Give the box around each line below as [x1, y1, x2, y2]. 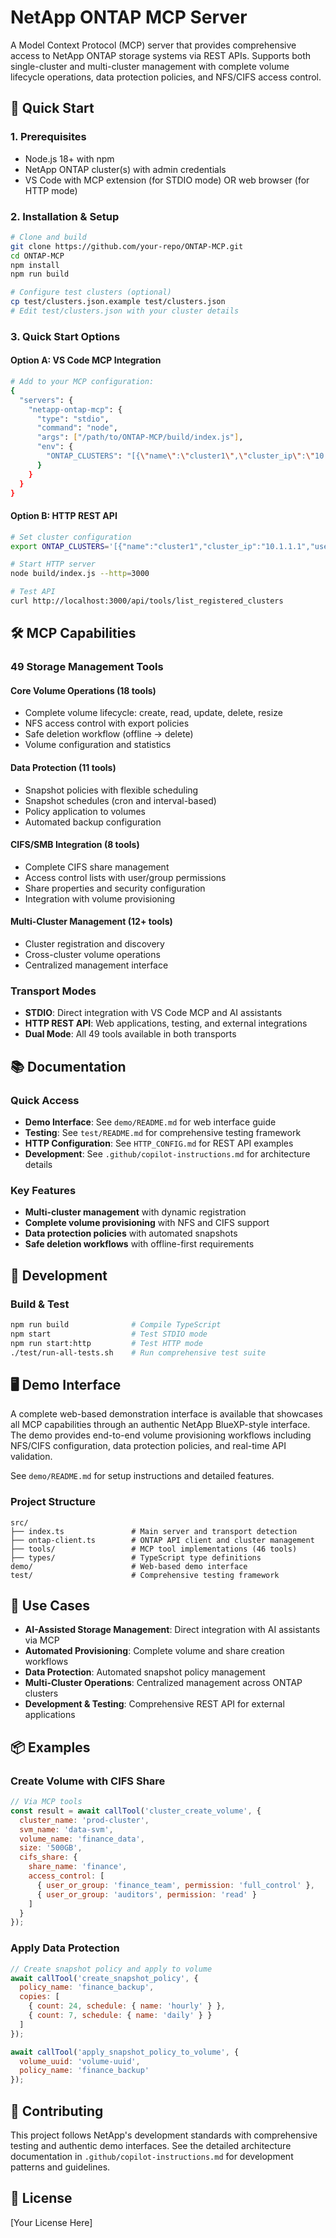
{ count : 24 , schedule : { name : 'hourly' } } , [28, 2001, 226, 2011]
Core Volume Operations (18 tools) [10, 684, 157, 696]
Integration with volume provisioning [24, 892, 176, 905]
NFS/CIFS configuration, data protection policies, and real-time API [10, 1440, 287, 1452]
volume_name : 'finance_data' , [19, 1834, 145, 1844]
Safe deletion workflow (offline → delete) [24, 728, 194, 740]
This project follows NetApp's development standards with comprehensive [10, 2129, 318, 2141]
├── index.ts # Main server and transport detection [10, 1526, 298, 1536]
